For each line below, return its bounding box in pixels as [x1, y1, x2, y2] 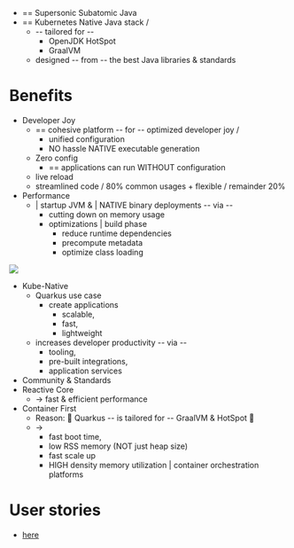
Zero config [35, 153, 78, 163]
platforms [48, 469, 84, 480]
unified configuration [48, 133, 126, 145]
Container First [21, 403, 77, 413]
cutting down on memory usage [48, 208, 166, 220]
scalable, [61, 309, 95, 319]
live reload [35, 171, 73, 182]
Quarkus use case [35, 290, 102, 301]
